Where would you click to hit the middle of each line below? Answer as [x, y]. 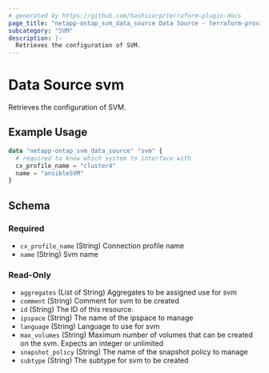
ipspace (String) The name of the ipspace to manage [106, 318]
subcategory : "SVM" [41, 30]
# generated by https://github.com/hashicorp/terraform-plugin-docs [125, 16]
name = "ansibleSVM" [50, 173]
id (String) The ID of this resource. [77, 310]
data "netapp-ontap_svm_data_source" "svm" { [85, 150]
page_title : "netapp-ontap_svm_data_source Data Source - [107, 23]
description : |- [35, 38]
